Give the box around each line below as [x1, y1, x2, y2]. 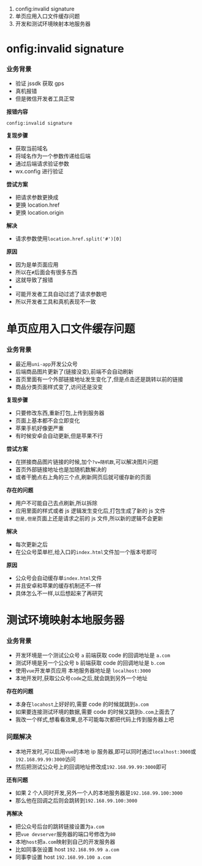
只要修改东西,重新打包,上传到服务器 [15, 409, 105, 416]
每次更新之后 [15, 541, 48, 548]
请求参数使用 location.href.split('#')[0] [15, 235, 122, 242]
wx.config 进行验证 [15, 168, 64, 175]
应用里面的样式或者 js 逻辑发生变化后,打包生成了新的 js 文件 [15, 507, 166, 514]
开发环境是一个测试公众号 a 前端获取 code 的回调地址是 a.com [15, 651, 170, 659]
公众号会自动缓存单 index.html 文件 [15, 574, 102, 582]
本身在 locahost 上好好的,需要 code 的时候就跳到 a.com [15, 700, 149, 708]
